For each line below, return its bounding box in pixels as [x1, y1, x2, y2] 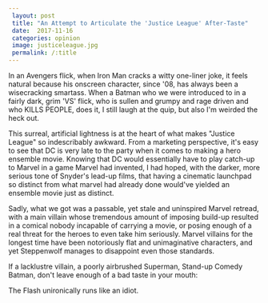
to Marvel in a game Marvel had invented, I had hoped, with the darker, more [8, 163, 261, 172]
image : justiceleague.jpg [11, 42, 98, 50]
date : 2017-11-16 [11, 26, 74, 34]
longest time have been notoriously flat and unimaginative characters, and [8, 237, 254, 247]
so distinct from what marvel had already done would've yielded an [8, 180, 230, 189]
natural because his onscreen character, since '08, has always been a [8, 79, 238, 89]
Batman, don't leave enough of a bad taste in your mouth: [8, 270, 198, 280]
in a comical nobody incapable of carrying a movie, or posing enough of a [8, 221, 252, 230]
